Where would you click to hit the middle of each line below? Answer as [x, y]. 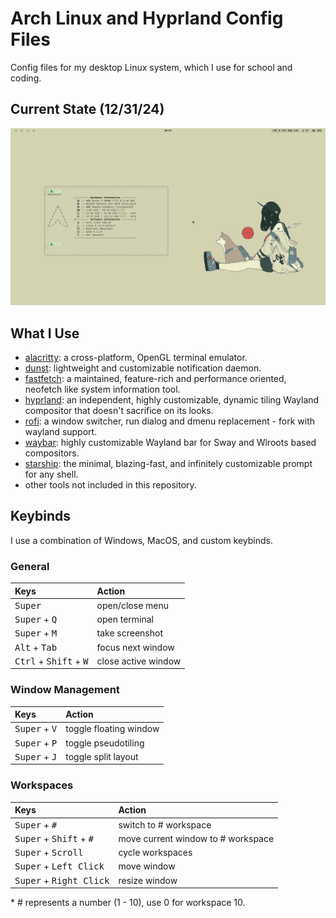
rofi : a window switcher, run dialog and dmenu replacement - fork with [170, 421]
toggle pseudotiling [105, 743]
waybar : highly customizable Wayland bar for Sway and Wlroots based [170, 443]
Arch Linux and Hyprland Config [147, 18]
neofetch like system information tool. [102, 389]
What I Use [45, 333]
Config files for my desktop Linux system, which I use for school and [151, 67]
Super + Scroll [49, 853]
